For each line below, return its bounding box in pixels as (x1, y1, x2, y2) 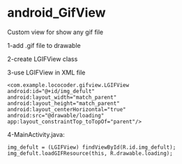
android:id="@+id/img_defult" (7, 88, 96, 95)
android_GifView (7, 5, 106, 21)
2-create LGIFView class (7, 54, 78, 63)
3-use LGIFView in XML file (7, 68, 86, 76)
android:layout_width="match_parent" (7, 94, 117, 101)
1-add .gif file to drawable (7, 41, 82, 49)
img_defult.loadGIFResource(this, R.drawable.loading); (7, 149, 173, 157)
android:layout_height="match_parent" (7, 99, 120, 107)
